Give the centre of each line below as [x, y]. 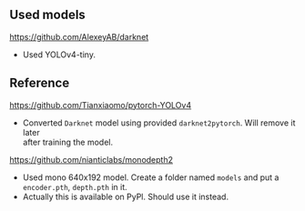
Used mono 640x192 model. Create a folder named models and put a [151, 177]
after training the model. [68, 142]
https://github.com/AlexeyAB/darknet [79, 36]
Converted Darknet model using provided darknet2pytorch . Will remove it [159, 123]
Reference [40, 83]
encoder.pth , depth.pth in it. [75, 186]
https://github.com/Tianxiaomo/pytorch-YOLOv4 [101, 105]
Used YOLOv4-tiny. [59, 55]
